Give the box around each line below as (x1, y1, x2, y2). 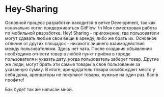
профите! (5, 77, 25, 83)
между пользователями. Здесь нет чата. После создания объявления (5, 46, 152, 51)
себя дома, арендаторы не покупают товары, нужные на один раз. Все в (5, 72, 159, 77)
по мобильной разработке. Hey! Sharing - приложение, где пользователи (5, 30, 159, 36)
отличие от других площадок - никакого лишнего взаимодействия (5, 40, 145, 46)
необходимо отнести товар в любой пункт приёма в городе (5, 50, 131, 57)
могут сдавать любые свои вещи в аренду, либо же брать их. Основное (5, 35, 157, 41)
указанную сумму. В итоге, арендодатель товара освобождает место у (5, 66, 156, 72)
